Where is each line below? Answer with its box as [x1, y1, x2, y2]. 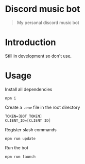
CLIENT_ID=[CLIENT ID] [5, 118, 51, 123]
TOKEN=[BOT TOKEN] [5, 114, 42, 118]
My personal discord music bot [17, 20, 79, 25]
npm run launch [5, 154, 36, 159]
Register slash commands [5, 126, 57, 133]
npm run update [5, 136, 36, 141]
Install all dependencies [5, 86, 52, 92]
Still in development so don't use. [5, 53, 72, 59]
